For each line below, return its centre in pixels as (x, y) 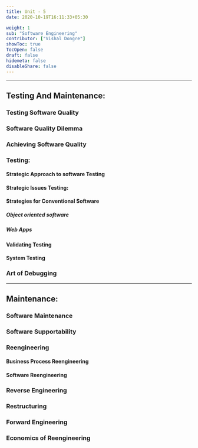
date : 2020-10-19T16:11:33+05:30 (47, 17)
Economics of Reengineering (48, 438)
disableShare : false (32, 66)
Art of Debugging (32, 274)
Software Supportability (41, 332)
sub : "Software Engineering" (42, 33)
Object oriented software (38, 215)
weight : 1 (18, 28)
